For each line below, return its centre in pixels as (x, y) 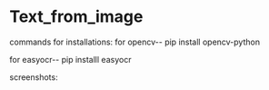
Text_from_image (76, 17)
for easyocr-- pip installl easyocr (70, 59)
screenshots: (34, 77)
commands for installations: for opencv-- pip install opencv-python (135, 42)
